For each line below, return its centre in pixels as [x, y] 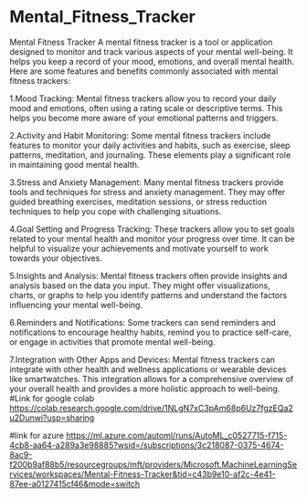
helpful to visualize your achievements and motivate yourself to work [139, 248]
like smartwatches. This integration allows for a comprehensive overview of [152, 379]
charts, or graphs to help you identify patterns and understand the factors [148, 295]
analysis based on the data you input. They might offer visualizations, [140, 285]
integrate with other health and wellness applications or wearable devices [148, 369]
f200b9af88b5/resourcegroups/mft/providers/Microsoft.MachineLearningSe [153, 464]
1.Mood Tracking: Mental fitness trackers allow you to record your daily [143, 99]
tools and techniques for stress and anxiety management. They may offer [148, 192]
